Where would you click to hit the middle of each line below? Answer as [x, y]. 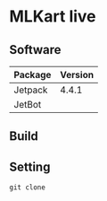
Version [77, 75]
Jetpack [31, 90]
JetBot [28, 105]
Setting [30, 166]
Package [33, 75]
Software [35, 50]
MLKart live [53, 17]
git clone [28, 188]
